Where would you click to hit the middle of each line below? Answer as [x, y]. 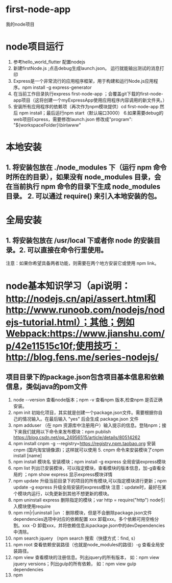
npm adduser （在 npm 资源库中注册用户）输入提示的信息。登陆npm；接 [90, 425]
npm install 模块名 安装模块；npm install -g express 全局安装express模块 [90, 462]
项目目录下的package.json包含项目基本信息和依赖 [85, 377]
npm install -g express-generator [57, 87]
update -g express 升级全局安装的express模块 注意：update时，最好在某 [90, 487]
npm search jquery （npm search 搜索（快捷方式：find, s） [76, 538]
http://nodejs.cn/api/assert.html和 [81, 298]
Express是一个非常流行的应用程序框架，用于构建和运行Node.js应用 [83, 81]
